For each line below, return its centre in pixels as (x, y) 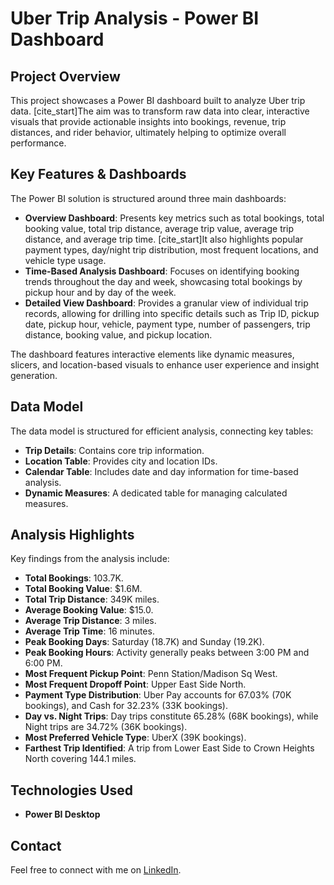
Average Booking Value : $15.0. (89, 610)
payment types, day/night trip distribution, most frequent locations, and (171, 249)
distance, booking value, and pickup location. (118, 334)
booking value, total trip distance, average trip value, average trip (159, 228)
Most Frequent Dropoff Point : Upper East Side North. (135, 684)
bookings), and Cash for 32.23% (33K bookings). (126, 706)
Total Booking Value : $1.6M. (83, 589)
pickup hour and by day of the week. (100, 292)
